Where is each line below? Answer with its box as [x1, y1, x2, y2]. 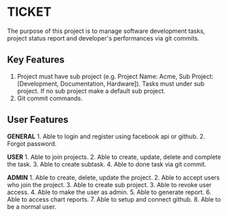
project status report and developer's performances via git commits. [7, 34, 200, 42]
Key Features [7, 54, 65, 66]
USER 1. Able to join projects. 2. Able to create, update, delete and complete [7, 152, 221, 161]
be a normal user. [7, 202, 57, 211]
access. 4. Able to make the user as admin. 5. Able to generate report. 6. [7, 188, 212, 196]
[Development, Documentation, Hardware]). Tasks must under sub [16, 80, 205, 88]
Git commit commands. [16, 94, 84, 102]
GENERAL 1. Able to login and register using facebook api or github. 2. [7, 132, 205, 141]
